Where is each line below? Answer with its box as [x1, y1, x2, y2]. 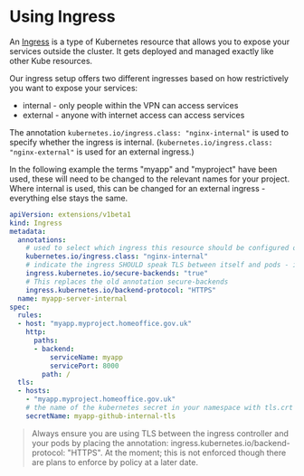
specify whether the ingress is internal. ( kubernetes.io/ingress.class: [9, 136, 273, 147]
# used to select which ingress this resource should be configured [25, 244, 290, 253]
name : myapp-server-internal [17, 294, 128, 303]
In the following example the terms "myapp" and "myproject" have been [9, 163, 278, 174]
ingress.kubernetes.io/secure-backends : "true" [25, 269, 208, 278]
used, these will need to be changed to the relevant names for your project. [9, 173, 290, 184]
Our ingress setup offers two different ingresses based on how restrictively [9, 72, 290, 83]
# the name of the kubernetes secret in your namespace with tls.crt [25, 404, 294, 413]
